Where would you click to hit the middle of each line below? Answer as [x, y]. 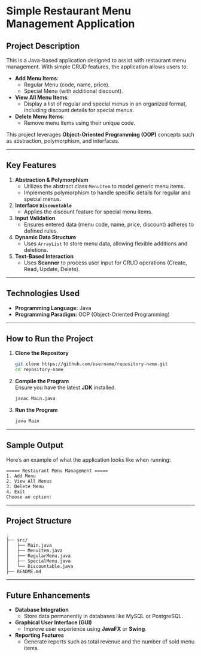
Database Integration [42, 610]
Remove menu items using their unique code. [80, 123]
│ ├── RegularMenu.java [38, 556]
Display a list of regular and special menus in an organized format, [105, 104]
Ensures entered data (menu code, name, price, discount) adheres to [109, 224]
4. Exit [16, 492]
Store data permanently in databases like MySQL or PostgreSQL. [103, 616]
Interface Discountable [43, 205]
